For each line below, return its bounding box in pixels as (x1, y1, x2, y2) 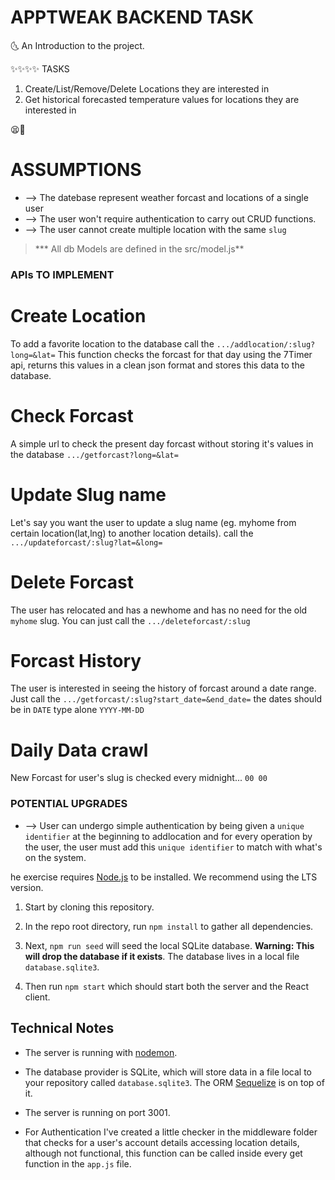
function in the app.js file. (24, 1157, 132, 1170)
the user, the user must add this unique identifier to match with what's (24, 841, 323, 853)
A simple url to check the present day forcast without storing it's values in (10, 437, 314, 450)
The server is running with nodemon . (24, 1046, 178, 1058)
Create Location (10, 304, 147, 327)
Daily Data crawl (10, 739, 149, 761)
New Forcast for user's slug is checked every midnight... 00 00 (10, 772, 268, 784)
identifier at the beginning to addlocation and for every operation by (24, 830, 313, 842)
